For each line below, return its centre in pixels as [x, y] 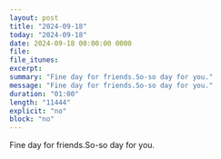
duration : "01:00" [44, 94]
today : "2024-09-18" [49, 35]
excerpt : [26, 69]
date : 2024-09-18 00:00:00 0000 [70, 43]
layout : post [34, 18]
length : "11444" [40, 102]
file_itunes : [34, 60]
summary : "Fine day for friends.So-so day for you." [111, 77]
